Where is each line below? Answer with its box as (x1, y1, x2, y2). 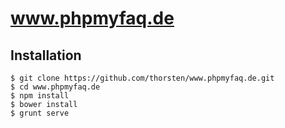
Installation (10, 47, 82, 64)
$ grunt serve (10, 108, 70, 118)
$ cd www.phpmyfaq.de (10, 82, 101, 92)
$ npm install (10, 91, 70, 101)
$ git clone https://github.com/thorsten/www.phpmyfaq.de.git (10, 73, 275, 83)
